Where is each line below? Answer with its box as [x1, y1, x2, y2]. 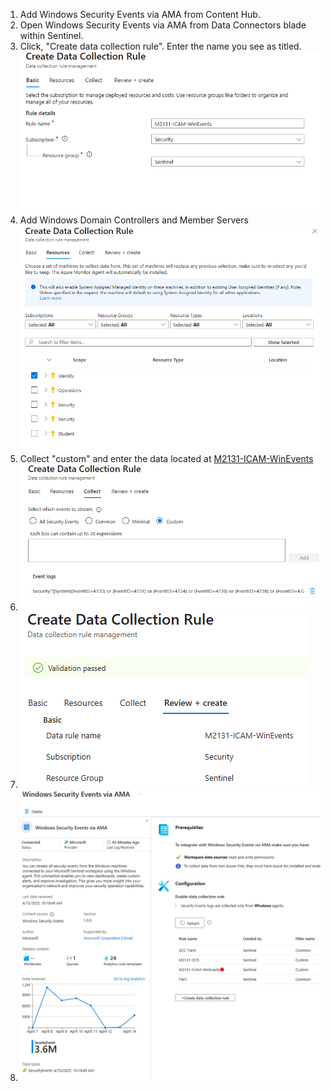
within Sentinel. [19, 30, 84, 41]
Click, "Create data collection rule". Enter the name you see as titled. [19, 40, 302, 52]
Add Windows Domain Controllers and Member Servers [19, 214, 249, 226]
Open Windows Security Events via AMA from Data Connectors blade [19, 19, 307, 31]
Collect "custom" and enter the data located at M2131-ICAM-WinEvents [19, 453, 314, 465]
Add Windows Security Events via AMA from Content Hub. [19, 9, 261, 20]
